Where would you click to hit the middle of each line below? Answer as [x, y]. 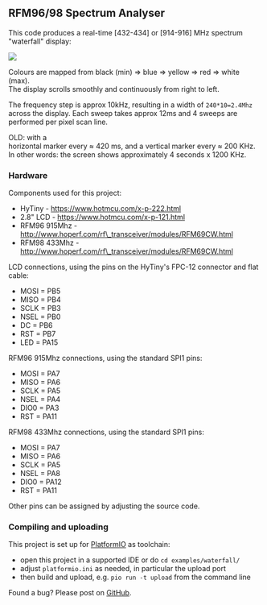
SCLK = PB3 [41, 309]
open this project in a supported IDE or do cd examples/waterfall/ [130, 560]
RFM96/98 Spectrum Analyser [87, 13]
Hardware [28, 175]
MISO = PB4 [41, 300]
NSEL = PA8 [40, 474]
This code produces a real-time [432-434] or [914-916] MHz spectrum [126, 32]
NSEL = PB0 [40, 317]
